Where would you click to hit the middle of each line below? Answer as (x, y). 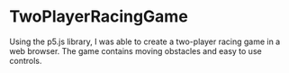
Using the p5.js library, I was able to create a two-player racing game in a (145, 41)
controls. (26, 60)
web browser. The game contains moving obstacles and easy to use (136, 50)
